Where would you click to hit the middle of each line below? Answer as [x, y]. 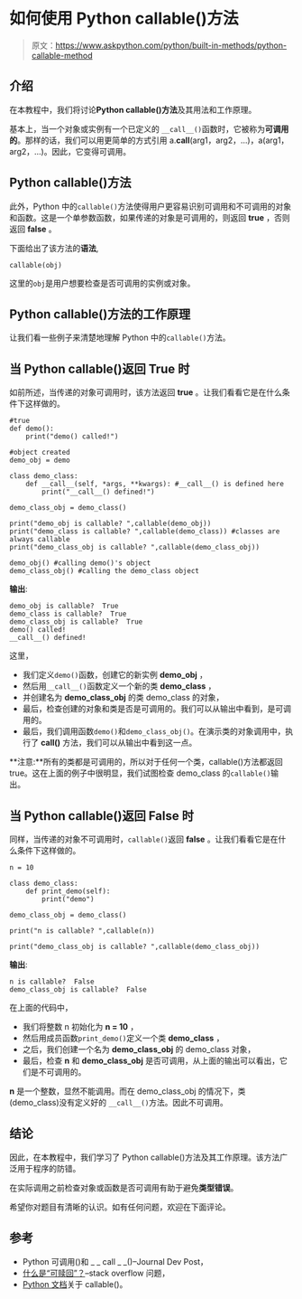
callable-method [62, 55]
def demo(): [32, 429]
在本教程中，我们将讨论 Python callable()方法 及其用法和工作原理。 [133, 109]
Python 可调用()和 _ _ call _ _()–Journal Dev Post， [115, 1261]
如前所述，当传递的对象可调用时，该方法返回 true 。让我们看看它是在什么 [146, 392]
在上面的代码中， [41, 1007]
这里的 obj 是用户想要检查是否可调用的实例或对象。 [102, 283]
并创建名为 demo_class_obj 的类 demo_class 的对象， [123, 698]
